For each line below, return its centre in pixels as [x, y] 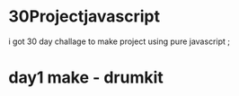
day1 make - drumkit [86, 78]
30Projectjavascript [84, 17]
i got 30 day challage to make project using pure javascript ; [119, 41]
